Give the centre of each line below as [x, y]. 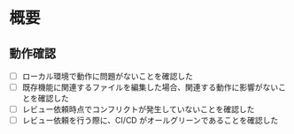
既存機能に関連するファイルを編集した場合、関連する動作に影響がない [150, 87]
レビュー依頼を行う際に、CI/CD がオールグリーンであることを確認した [150, 121]
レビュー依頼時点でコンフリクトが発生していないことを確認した [138, 109]
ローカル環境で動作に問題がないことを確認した [107, 76]
